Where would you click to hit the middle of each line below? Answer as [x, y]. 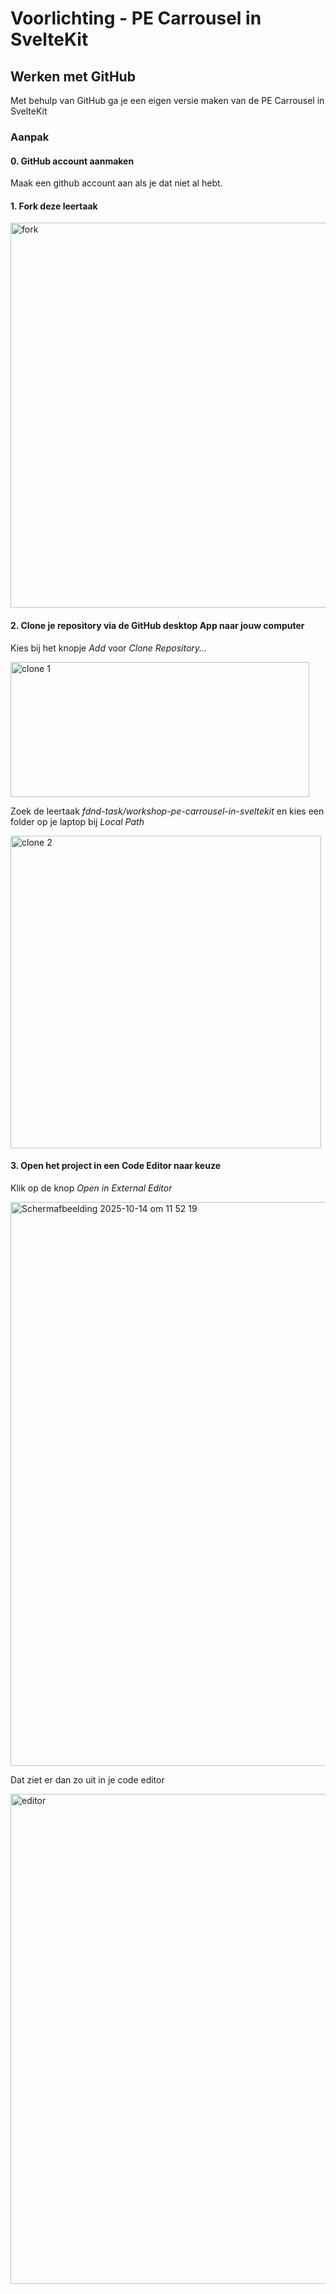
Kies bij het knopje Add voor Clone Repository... [109, 648]
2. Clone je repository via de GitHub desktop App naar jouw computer [157, 625]
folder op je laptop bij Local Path [77, 821]
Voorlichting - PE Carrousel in [136, 18]
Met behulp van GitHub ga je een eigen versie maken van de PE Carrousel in [167, 100]
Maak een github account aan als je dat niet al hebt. [116, 183]
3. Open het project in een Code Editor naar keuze [115, 1166]
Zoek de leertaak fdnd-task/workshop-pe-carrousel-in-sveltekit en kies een [167, 811]
